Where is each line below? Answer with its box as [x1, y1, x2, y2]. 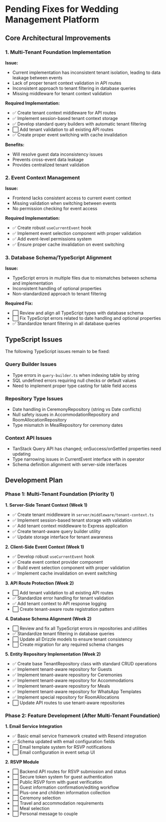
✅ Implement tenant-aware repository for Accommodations [12, 677, 134, 683]
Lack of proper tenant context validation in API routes [12, 80, 121, 86]
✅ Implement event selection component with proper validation [12, 231, 142, 236]
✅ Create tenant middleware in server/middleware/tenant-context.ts [12, 512, 154, 518]
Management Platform [5, 14, 100, 25]
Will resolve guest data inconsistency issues [12, 151, 103, 157]
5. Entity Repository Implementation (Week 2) [5, 651, 101, 657]
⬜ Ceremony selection [12, 795, 61, 801]
